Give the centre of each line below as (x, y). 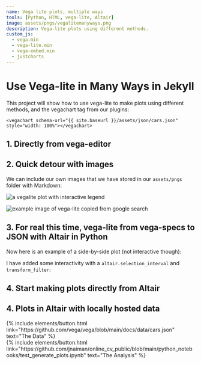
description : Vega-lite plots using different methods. (77, 29)
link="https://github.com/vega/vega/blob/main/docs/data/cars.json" (91, 330)
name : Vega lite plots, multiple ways (55, 12)
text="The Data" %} (31, 336)
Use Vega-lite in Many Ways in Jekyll (100, 86)
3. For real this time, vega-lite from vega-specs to (100, 228)
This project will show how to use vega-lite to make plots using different (95, 103)
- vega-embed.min (33, 51)
